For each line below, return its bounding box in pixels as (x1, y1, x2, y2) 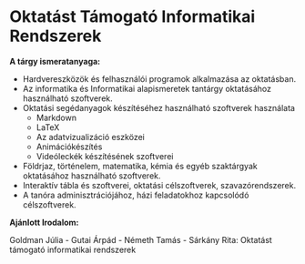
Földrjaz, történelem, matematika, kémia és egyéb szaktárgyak (22, 160, 258, 171)
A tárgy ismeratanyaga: (9, 56, 101, 66)
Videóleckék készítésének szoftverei (36, 150, 174, 161)
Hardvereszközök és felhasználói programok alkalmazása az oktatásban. (22, 73, 297, 84)
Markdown (36, 112, 77, 123)
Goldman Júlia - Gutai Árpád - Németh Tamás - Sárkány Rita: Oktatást (9, 234, 273, 245)
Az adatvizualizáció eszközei (36, 131, 146, 142)
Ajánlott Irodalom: (9, 217, 79, 228)
